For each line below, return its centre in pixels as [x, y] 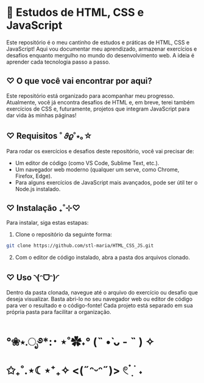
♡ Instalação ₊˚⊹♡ [44, 208]
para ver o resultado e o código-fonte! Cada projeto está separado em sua [100, 305]
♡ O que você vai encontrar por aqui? [79, 81]
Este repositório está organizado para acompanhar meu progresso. [90, 96]
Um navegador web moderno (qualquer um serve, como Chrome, [97, 169]
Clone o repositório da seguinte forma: [64, 235]
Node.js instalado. [38, 189]
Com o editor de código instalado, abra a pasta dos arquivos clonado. [103, 257]
